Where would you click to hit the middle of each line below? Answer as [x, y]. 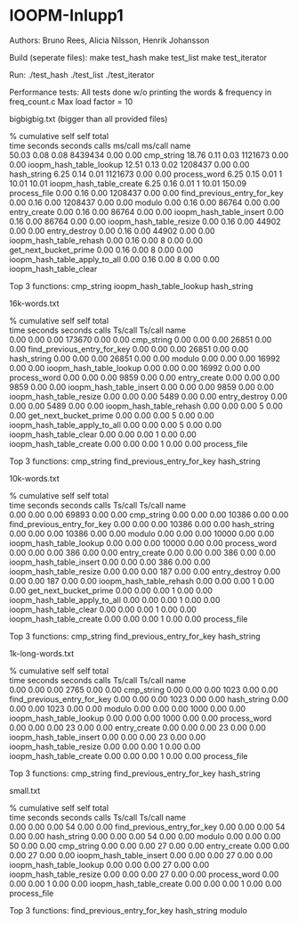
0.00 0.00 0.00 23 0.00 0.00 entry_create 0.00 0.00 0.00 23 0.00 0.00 [138, 727]
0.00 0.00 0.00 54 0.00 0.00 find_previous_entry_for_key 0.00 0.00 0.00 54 [148, 827]
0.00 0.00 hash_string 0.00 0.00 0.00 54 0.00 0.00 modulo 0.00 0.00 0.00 [145, 836]
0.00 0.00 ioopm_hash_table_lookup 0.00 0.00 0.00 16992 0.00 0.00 [135, 368]
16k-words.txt [34, 303]
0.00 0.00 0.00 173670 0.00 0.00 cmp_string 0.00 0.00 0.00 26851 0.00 [141, 339]
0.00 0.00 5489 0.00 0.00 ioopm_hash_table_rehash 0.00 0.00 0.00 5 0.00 [146, 406]
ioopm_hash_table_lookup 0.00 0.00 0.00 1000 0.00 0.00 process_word [141, 718]
